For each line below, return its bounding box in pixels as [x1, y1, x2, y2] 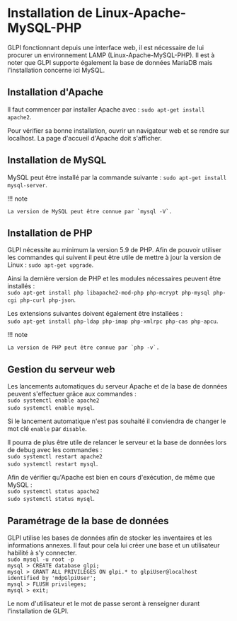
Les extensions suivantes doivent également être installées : [7, 309, 183, 318]
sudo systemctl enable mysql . [7, 403, 96, 412]
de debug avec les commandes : [7, 446, 103, 454]
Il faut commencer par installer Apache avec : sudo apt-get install [7, 105, 205, 114]
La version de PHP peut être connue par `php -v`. [7, 344, 160, 351]
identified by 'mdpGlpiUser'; [7, 574, 97, 581]
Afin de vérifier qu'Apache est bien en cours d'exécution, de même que [7, 473, 216, 482]
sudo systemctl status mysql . [7, 495, 96, 503]
